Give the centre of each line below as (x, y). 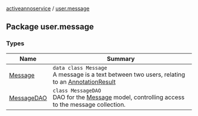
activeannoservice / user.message (48, 8)
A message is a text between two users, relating (119, 74)
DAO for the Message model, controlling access (118, 97)
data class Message (80, 68)
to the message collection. (89, 104)
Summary (121, 59)
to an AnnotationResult (84, 81)
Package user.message (50, 27)
